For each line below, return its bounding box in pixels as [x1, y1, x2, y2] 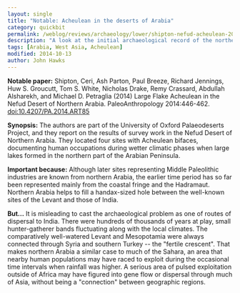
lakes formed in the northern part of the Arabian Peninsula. [7, 151, 181, 159]
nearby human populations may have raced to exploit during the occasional [7, 254, 230, 263]
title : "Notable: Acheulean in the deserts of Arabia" [7, 17, 174, 24]
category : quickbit [7, 24, 66, 31]
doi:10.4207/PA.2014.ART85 [7, 106, 90, 115]
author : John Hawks [7, 57, 66, 64]
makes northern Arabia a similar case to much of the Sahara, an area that [7, 247, 223, 256]
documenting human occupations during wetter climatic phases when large [7, 144, 230, 152]
